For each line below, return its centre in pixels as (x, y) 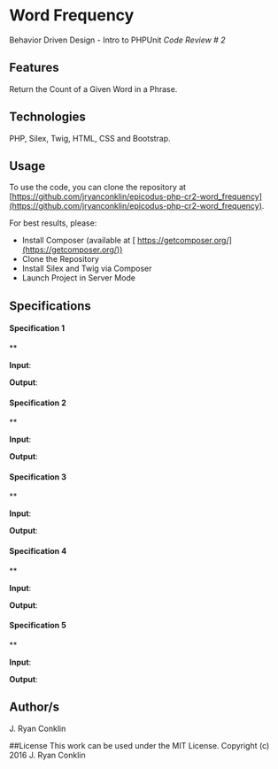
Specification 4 (38, 550)
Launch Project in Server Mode (78, 278)
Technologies (48, 117)
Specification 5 (38, 626)
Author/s (35, 707)
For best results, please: (53, 223)
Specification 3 (38, 477)
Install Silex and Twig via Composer (87, 269)
